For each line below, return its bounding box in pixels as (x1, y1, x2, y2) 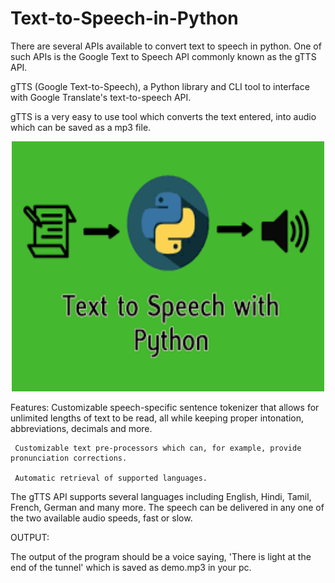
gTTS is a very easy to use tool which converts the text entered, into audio (10, 110, 317, 122)
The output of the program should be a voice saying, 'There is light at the (10, 550, 312, 562)
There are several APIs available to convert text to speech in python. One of (10, 40, 322, 52)
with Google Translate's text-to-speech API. (10, 91, 192, 103)
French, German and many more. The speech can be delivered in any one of (10, 501, 325, 513)
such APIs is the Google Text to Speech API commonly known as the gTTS (10, 50, 317, 62)
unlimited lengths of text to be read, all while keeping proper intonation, (10, 412, 305, 424)
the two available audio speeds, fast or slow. (10, 512, 193, 524)
